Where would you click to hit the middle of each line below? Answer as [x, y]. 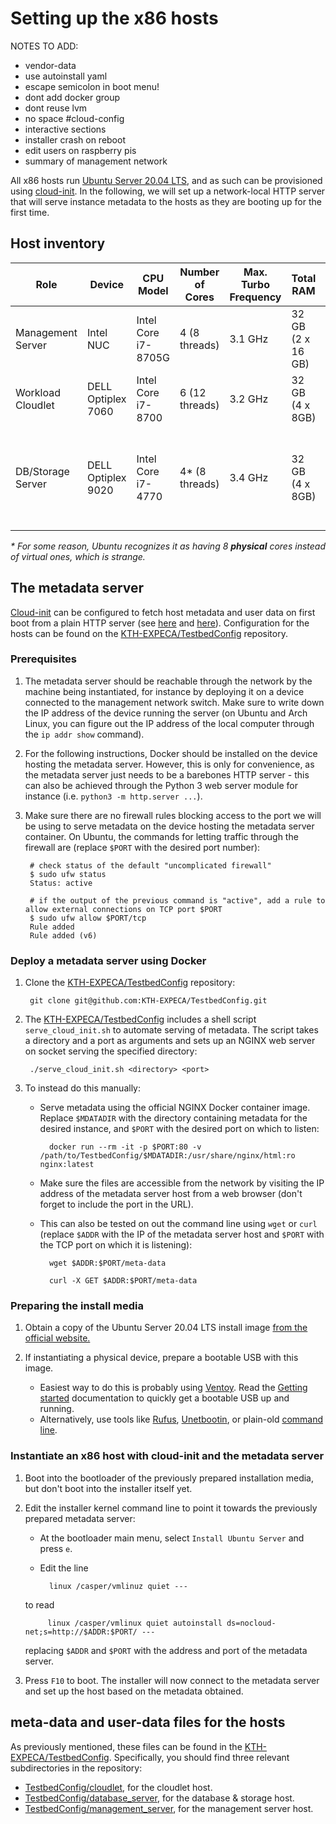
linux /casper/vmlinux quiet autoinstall [135, 1623]
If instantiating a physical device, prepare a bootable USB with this [161, 1358]
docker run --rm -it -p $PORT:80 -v [125, 1147]
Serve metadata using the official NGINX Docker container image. [175, 1108]
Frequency [255, 297]
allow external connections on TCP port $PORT [123, 909]
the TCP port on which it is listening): [116, 1245]
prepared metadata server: [80, 1518]
